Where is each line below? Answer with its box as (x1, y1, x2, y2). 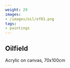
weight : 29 (5, 7, 28, 12)
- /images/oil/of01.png (5, 16, 55, 21)
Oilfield (5, 44, 28, 53)
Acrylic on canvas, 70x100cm (5, 57, 66, 63)
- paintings (5, 26, 30, 31)
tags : (5, 21, 16, 26)
